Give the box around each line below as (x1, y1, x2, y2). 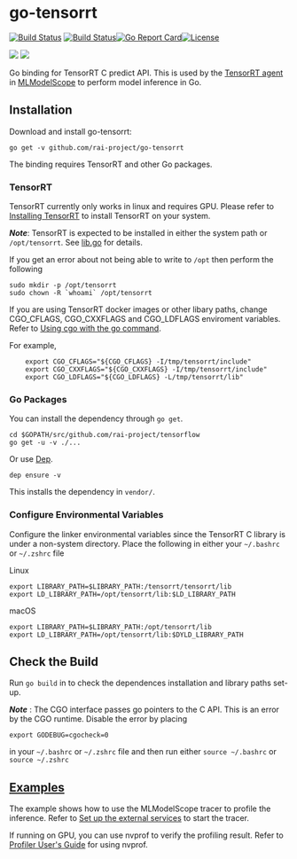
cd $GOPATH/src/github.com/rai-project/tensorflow (9, 431, 200, 440)
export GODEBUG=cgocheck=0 (9, 730, 109, 740)
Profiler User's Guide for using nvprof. (9, 839, 148, 850)
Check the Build (9, 654, 99, 669)
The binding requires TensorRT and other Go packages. (9, 159, 213, 169)
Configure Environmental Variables (9, 509, 164, 521)
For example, (9, 340, 58, 351)
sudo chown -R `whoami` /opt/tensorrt (9, 289, 152, 298)
